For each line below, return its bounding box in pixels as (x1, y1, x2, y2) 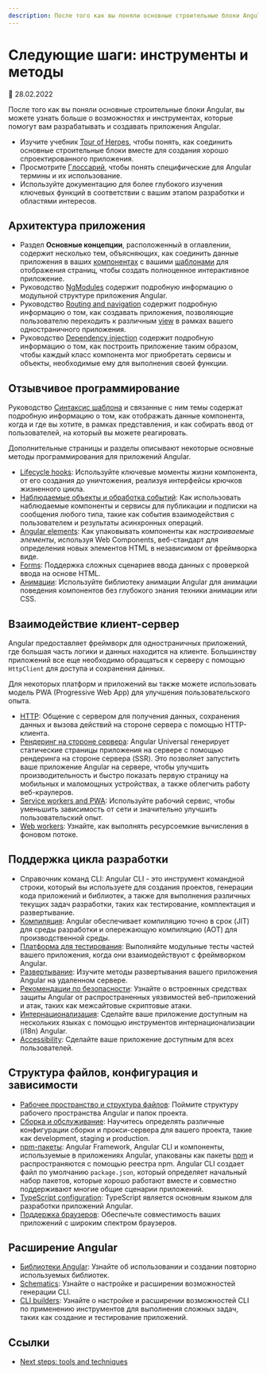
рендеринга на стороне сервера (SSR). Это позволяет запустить (19, 753, 240, 763)
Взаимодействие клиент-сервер (8, 617, 180, 631)
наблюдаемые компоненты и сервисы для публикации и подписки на (19, 501, 257, 511)
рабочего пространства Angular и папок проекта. (19, 1107, 188, 1118)
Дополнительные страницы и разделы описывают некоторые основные (8, 443, 254, 453)
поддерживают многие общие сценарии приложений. (19, 1184, 204, 1193)
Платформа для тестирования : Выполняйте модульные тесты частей (19, 941, 254, 951)
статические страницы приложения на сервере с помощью (19, 745, 224, 754)
